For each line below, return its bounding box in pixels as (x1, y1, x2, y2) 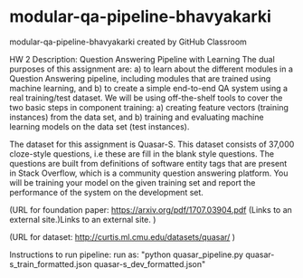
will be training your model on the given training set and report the (9, 177, 256, 187)
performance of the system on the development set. (9, 187, 204, 197)
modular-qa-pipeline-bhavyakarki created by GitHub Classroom (9, 36, 247, 47)
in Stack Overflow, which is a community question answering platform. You (9, 168, 289, 178)
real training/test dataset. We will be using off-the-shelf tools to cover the (9, 92, 283, 103)
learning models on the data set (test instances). (9, 120, 190, 132)
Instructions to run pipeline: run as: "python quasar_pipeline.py (9, 249, 244, 260)
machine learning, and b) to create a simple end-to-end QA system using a (9, 82, 288, 93)
